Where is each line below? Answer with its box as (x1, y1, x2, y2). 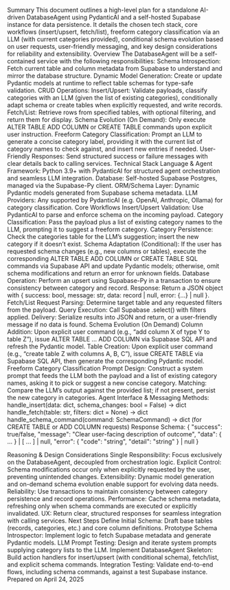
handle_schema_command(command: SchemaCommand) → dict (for (7, 416, 203, 423)
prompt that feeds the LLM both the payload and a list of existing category (7, 372, 218, 379)
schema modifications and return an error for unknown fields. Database (7, 269, 210, 277)
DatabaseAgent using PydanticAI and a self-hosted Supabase (26, 13, 201, 21)
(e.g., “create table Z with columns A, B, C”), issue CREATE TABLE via (7, 350, 204, 357)
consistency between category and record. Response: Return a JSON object (7, 284, 223, 292)
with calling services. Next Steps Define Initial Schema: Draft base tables (7, 516, 213, 525)
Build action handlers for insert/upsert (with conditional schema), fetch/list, (7, 554, 220, 561)
